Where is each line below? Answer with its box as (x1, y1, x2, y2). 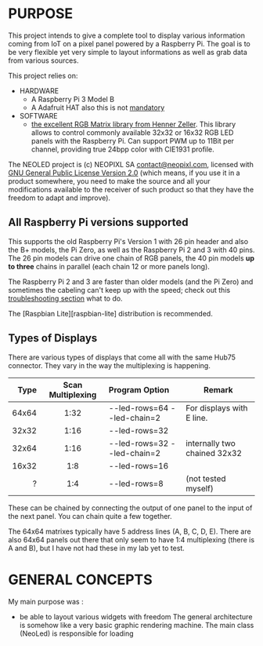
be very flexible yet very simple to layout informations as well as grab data (8, 47, 248, 57)
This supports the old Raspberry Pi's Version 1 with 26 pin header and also (8, 236, 249, 246)
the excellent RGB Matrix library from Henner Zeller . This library (31, 119, 236, 129)
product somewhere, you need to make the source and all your (8, 176, 211, 185)
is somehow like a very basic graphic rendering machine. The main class (19, 620, 254, 630)
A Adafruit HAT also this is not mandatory (31, 103, 165, 112)
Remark (203, 384, 233, 395)
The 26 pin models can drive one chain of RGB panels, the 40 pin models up (8, 253, 255, 263)
